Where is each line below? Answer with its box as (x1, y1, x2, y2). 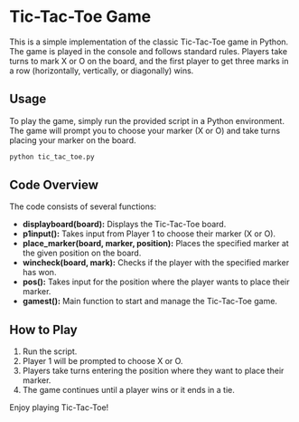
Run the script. (22, 346, 78, 357)
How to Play (9, 321, 79, 337)
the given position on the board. (22, 247, 142, 259)
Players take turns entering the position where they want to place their (22, 365, 285, 377)
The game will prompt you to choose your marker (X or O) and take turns (9, 125, 281, 136)
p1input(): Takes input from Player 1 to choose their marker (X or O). (22, 228, 276, 239)
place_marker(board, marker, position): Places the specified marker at (22, 238, 289, 249)
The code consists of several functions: (9, 201, 156, 212)
